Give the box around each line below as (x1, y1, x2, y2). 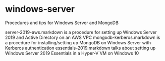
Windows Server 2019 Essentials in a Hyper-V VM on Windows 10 (5, 50, 139, 56)
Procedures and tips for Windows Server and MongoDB (5, 20, 119, 26)
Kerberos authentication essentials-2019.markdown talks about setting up (5, 45, 156, 51)
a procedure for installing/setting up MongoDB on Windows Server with (5, 39, 151, 45)
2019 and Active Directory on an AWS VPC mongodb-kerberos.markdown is (5, 34, 160, 40)
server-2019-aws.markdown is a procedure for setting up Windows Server (5, 29, 157, 35)
